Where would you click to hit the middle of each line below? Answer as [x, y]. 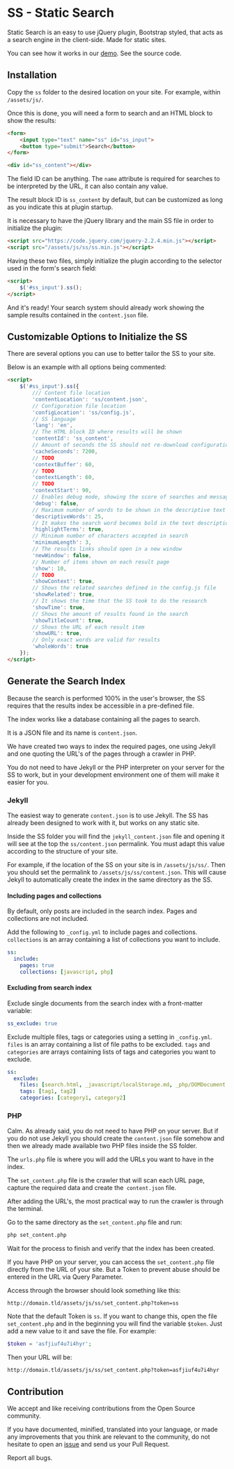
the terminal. [25, 1209]
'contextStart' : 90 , [62, 491]
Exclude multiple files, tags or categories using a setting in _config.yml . [110, 1037]
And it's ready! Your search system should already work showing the [106, 307]
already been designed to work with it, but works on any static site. [103, 822]
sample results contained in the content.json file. [78, 315]
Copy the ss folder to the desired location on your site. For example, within [114, 92]
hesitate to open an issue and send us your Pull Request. [89, 1444]
